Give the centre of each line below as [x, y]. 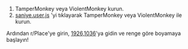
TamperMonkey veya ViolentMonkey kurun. [69, 9]
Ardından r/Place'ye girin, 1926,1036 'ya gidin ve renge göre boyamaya [94, 33]
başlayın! [18, 40]
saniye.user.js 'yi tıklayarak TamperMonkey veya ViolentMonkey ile [98, 15]
